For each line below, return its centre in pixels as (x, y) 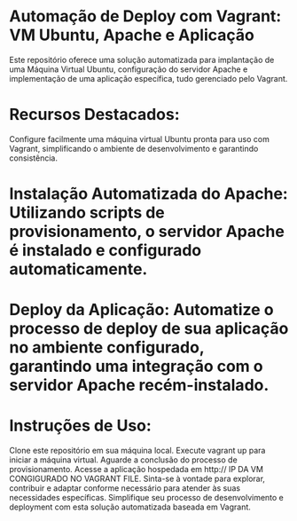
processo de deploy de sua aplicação (149, 329)
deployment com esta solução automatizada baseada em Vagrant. (130, 507)
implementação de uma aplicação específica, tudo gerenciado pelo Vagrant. (148, 78)
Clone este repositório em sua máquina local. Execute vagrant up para (137, 451)
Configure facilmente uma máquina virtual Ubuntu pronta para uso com (140, 138)
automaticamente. (78, 269)
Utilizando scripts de (87, 213)
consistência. (33, 158)
